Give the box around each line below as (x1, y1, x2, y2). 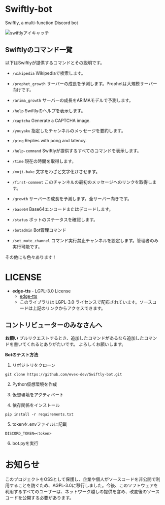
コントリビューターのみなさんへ (5, 321, 102, 329)
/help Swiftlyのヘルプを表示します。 (12, 107, 86, 114)
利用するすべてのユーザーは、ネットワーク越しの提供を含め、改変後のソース (5, 489, 160, 495)
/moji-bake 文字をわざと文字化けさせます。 (12, 168, 100, 174)
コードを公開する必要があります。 (5, 495, 74, 501)
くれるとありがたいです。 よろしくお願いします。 (26, 341, 126, 347)
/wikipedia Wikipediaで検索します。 (12, 70, 86, 76)
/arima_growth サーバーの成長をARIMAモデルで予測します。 (12, 97, 134, 103)
